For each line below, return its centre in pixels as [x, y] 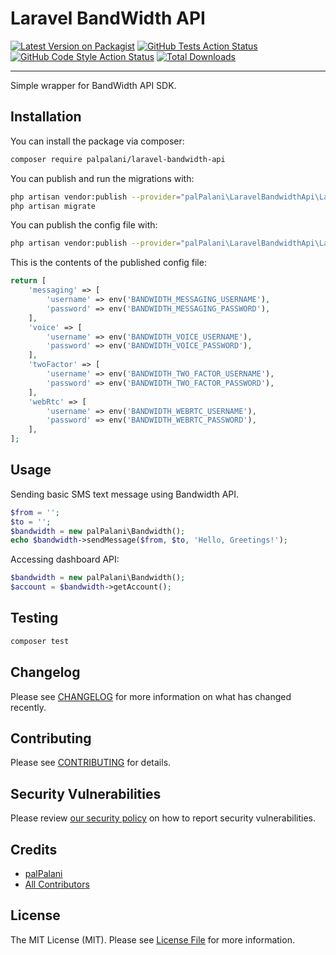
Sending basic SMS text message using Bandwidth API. [125, 494]
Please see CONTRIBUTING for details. [91, 763]
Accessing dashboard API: [65, 559]
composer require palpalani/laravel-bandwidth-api [118, 159]
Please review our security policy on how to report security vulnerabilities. [163, 818]
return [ [28, 281]
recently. [28, 707]
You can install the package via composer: [97, 141]
